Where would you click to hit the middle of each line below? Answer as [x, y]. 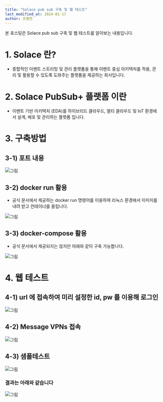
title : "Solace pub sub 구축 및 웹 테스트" [46, 10]
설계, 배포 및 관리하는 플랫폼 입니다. [51, 117]
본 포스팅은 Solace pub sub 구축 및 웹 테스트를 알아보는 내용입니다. [69, 33]
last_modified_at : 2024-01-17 [36, 14]
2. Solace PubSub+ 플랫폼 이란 [66, 97]
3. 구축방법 [26, 139]
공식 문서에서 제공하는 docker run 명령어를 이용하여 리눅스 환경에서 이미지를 [85, 200]
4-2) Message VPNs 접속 [43, 327]
